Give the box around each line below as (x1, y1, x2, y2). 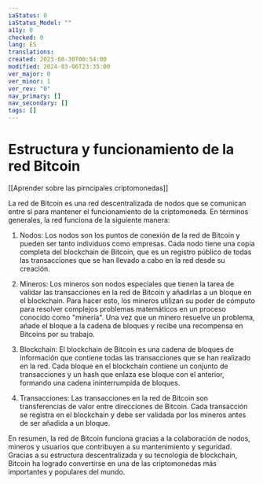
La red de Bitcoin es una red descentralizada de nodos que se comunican (8, 198, 247, 208)
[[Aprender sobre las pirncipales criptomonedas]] (8, 183, 169, 193)
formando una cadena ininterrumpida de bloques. (19, 378, 181, 387)
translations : (8, 48, 55, 56)
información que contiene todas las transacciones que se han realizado (19, 353, 251, 362)
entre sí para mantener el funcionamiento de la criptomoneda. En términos (8, 206, 249, 216)
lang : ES (8, 41, 37, 49)
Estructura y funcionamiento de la (8, 141, 235, 158)
